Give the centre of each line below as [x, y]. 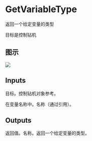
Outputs [18, 120]
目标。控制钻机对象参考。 [32, 93]
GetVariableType [41, 9]
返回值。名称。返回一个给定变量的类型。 [47, 133]
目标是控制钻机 [21, 34]
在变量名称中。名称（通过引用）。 [40, 104]
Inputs [16, 80]
